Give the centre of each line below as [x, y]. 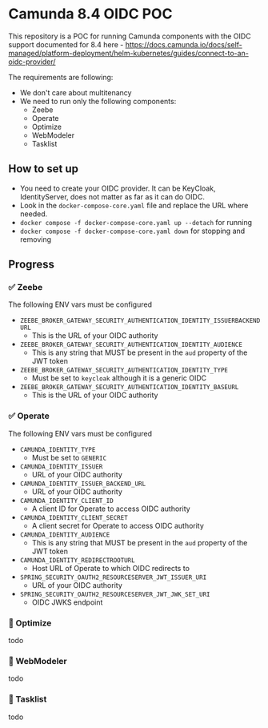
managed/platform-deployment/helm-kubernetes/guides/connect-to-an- [129, 53]
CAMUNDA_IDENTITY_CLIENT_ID [66, 501]
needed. [34, 214]
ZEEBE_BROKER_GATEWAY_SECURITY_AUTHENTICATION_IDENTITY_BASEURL [129, 388]
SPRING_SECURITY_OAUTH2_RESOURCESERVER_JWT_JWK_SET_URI [115, 594]
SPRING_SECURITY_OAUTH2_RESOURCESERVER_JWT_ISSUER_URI [113, 577]
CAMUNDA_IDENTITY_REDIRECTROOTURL [77, 560]
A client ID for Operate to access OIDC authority [111, 509]
